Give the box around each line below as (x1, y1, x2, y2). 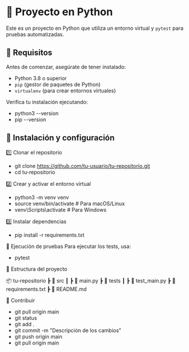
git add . (14, 320, 35, 327)
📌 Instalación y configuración (6, 133, 115, 143)
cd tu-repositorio (14, 168, 55, 175)
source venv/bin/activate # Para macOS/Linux (14, 200, 125, 207)
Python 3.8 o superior (14, 74, 67, 81)
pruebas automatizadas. (6, 30, 64, 37)
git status (14, 314, 37, 321)
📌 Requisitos (6, 48, 52, 58)
